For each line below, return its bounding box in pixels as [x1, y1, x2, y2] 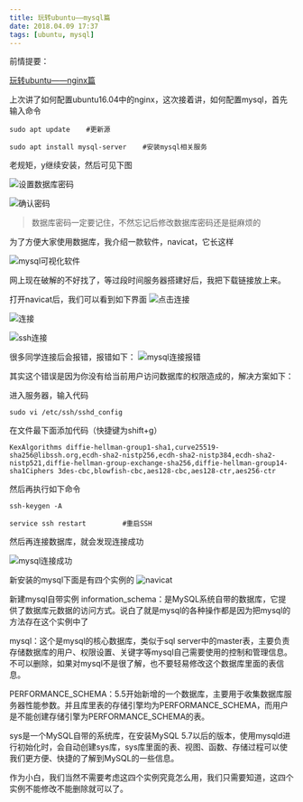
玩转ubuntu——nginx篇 [9, 75, 96, 86]
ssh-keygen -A [9, 502, 63, 511]
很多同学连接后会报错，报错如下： [9, 351, 136, 362]
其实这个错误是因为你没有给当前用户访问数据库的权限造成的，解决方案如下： [9, 371, 294, 382]
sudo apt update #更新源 [9, 126, 111, 135]
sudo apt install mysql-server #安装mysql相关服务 [9, 143, 207, 152]
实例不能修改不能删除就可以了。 [9, 783, 128, 795]
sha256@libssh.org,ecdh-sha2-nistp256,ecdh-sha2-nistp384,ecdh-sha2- [9, 451, 277, 461]
